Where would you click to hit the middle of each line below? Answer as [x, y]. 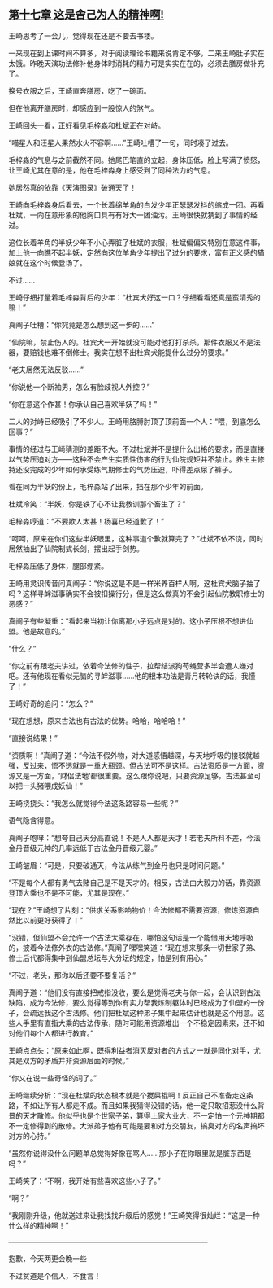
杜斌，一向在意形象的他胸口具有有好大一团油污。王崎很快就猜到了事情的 [129, 215]
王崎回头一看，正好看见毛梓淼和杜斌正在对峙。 [87, 125]
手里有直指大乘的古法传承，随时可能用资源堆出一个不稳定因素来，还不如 [143, 1023]
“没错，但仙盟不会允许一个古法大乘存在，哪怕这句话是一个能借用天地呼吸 [131, 937]
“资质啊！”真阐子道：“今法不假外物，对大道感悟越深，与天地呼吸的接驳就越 [134, 755]
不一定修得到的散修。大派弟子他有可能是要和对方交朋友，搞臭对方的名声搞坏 [136, 1125]
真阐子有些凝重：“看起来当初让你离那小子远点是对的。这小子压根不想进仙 [131, 620]
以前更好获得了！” [53, 920]
